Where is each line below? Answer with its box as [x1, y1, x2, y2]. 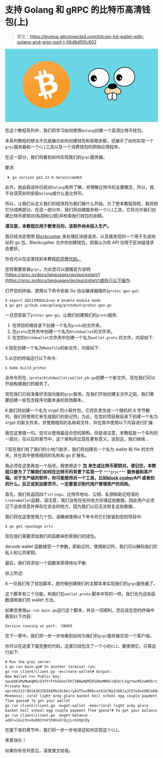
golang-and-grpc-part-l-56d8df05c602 [16, 39, 97, 45]
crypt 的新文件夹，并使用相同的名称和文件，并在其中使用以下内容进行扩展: [5, 420, 154, 426]
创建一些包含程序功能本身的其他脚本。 [9, 397, 86, 403]
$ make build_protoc [5, 365, 47, 371]
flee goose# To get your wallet [5, 698, 70, 704]
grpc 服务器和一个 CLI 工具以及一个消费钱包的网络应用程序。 [5, 144, 123, 150]
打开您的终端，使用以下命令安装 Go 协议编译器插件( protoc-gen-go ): [5, 288, 140, 294]
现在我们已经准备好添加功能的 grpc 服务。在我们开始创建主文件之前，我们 [5, 391, 150, 397]
